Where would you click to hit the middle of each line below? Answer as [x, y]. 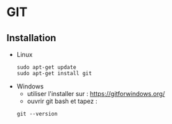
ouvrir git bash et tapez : [62, 101]
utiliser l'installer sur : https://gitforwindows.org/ [96, 94]
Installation [31, 38]
